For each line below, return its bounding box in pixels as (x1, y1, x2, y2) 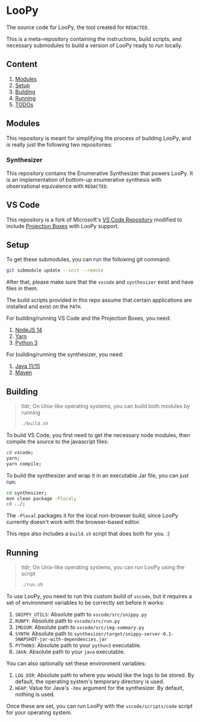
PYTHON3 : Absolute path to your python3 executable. (14, 641, 142, 649)
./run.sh (20, 582, 43, 588)
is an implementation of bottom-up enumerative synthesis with (6, 176, 162, 183)
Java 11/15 (14, 363, 40, 370)
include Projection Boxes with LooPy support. (6, 222, 119, 229)
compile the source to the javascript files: (6, 438, 109, 446)
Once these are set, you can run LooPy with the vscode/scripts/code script (6, 702, 193, 709)
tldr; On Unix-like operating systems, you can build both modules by (20, 403, 190, 410)
